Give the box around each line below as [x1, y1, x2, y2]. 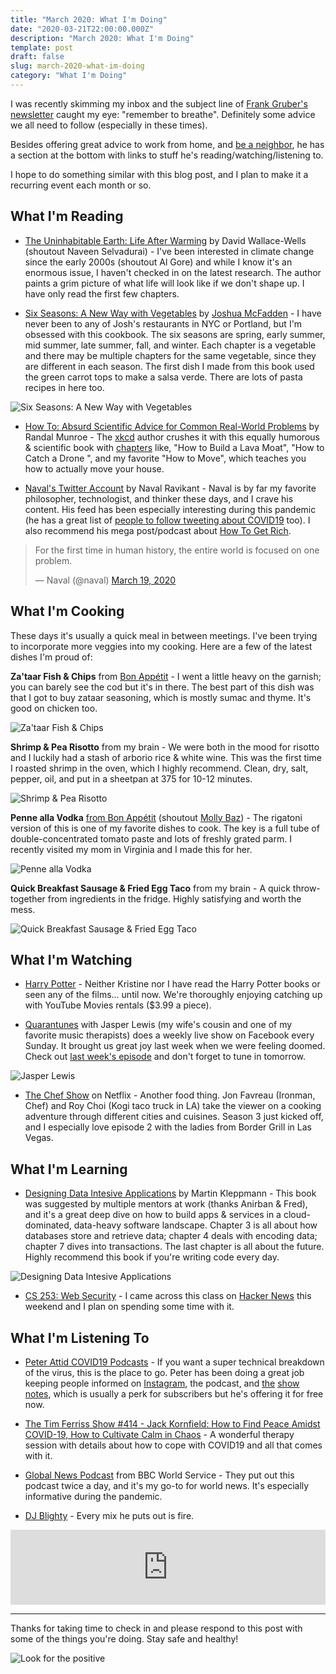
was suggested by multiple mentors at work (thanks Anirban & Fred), [24, 1198, 308, 1210]
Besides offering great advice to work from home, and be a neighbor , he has [10, 138, 325, 150]
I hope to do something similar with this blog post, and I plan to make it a [10, 168, 309, 180]
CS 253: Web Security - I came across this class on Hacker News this [24, 1290, 312, 1302]
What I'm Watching [10, 951, 133, 968]
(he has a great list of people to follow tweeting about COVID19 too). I [24, 514, 311, 526]
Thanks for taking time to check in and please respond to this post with [10, 1622, 303, 1634]
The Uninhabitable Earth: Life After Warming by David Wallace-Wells [24, 234, 307, 246]
